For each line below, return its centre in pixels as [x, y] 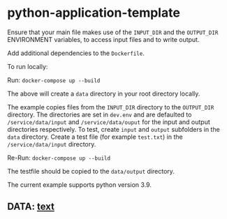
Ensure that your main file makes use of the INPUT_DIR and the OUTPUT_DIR [113, 32]
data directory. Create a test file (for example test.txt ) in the [95, 137]
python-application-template [94, 13]
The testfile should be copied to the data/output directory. [91, 171]
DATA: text [31, 207]
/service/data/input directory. [52, 144]
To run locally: [28, 66]
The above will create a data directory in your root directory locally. [104, 93]
